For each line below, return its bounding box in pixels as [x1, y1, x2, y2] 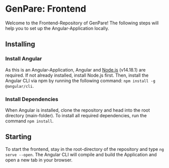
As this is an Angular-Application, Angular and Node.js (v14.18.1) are [5, 66, 146, 73]
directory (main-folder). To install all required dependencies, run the [5, 112, 147, 118]
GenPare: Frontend [5, 3, 87, 15]
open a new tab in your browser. [5, 157, 72, 163]
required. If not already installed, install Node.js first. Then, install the [5, 72, 149, 78]
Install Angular [5, 55, 42, 62]
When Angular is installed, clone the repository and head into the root [5, 107, 150, 113]
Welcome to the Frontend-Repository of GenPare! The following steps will [5, 20, 159, 26]
